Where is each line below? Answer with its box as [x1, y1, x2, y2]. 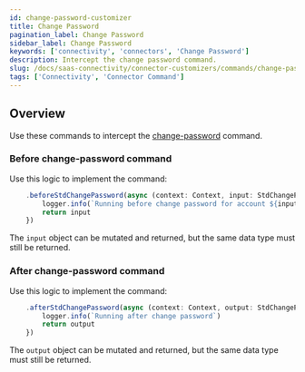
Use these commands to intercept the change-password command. [9, 130, 263, 141]
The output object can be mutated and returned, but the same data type [9, 345, 279, 356]
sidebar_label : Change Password [9, 38, 132, 48]
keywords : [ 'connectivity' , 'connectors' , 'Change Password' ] [9, 47, 250, 56]
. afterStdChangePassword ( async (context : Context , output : [25, 303, 254, 312]
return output [42, 319, 95, 329]
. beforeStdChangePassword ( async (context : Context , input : [25, 191, 254, 200]
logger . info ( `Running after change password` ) [42, 311, 221, 320]
